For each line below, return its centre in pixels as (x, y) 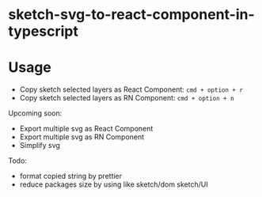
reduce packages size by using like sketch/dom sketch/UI (114, 184)
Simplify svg (40, 146)
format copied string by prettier (71, 176)
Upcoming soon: (35, 113)
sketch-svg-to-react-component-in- (131, 15)
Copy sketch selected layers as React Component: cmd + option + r (131, 89)
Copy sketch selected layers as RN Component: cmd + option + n (127, 98)
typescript (44, 31)
